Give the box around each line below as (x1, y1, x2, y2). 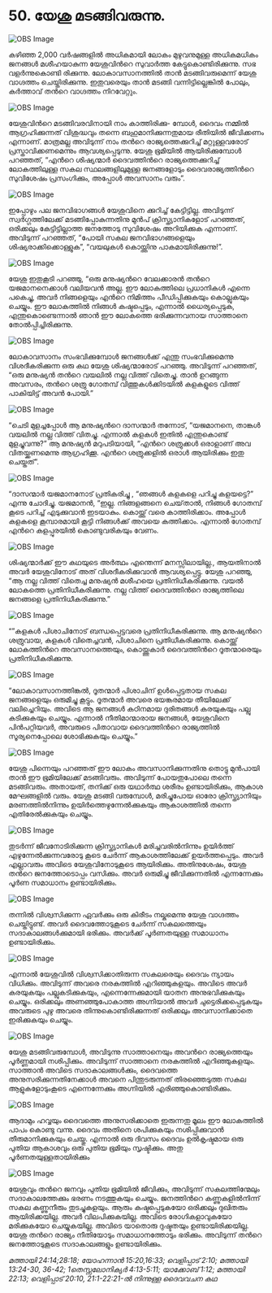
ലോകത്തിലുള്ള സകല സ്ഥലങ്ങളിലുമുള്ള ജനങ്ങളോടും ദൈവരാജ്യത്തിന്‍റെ (8, 163, 254, 173)
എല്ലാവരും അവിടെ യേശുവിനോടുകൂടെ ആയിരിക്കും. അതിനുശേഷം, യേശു (8, 859, 247, 869)
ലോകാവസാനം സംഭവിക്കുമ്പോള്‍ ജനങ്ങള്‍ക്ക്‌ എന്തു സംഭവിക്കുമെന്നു (8, 351, 234, 361)
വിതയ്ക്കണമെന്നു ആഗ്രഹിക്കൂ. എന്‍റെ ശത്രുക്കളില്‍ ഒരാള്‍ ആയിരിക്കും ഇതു (8, 447, 244, 457)
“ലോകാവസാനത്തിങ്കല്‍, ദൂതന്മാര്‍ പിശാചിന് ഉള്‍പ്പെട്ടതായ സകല (8, 686, 227, 695)
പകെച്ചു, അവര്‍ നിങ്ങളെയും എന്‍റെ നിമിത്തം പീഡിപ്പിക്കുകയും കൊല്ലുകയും (8, 292, 249, 302)
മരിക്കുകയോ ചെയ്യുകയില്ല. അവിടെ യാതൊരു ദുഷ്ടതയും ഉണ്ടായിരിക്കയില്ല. (8, 1221, 249, 1230)
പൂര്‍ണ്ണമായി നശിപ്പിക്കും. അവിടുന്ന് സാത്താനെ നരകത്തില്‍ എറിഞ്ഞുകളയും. (8, 1056, 256, 1065)
